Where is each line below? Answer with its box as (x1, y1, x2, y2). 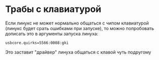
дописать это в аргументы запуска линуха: (5, 30, 98, 36)
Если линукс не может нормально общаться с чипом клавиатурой (5, 20, 149, 26)
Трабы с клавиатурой (5, 3, 101, 15)
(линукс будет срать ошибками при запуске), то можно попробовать (5, 25, 154, 31)
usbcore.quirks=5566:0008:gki (5, 40, 69, 45)
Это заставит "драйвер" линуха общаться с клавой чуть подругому (5, 49, 151, 55)
